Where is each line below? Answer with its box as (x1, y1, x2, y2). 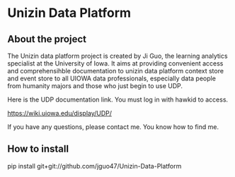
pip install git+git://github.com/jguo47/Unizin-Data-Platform (7, 161, 182, 170)
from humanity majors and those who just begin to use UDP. (7, 82, 183, 90)
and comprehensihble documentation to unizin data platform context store (7, 67, 224, 75)
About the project (7, 33, 87, 45)
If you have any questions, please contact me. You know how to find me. (7, 123, 219, 131)
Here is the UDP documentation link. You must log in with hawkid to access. (7, 95, 229, 104)
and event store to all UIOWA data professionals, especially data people (7, 74, 216, 83)
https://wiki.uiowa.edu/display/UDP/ (7, 109, 112, 117)
